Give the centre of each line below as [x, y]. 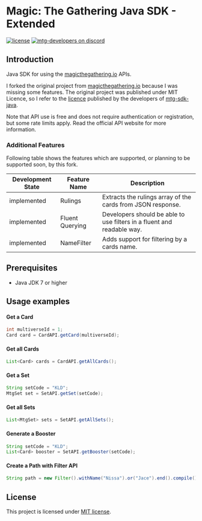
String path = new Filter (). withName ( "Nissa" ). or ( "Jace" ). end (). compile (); [103, 478]
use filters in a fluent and [137, 222]
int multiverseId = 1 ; [35, 329]
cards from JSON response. [141, 205]
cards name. [120, 247]
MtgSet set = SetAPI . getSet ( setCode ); [55, 394]
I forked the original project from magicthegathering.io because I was [92, 86]
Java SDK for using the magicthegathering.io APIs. [69, 74]
